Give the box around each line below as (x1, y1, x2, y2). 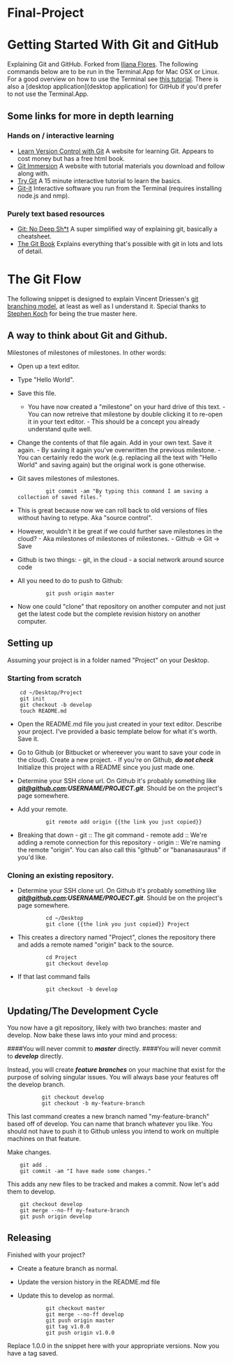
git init (20, 695, 45, 702)
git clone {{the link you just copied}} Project (45, 921, 190, 928)
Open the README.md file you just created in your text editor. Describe (17, 719, 222, 728)
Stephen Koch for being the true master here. (7, 310, 137, 318)
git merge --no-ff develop (45, 1311, 124, 1318)
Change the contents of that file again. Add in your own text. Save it (17, 438, 212, 447)
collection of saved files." (17, 494, 103, 501)
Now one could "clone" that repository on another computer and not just (17, 602, 226, 610)
